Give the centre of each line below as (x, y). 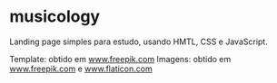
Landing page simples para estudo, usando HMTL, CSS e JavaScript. (138, 41)
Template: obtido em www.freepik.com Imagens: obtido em (120, 59)
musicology (55, 17)
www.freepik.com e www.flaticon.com (81, 69)
